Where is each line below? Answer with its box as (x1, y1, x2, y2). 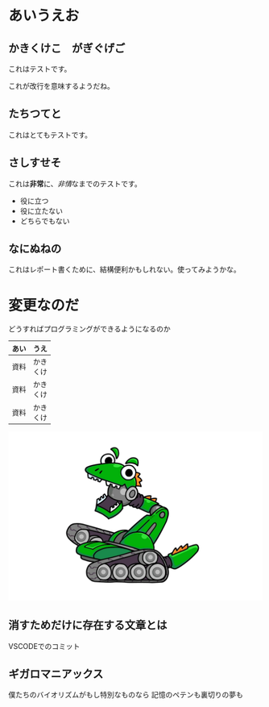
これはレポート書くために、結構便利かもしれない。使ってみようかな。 (8, 264, 241, 274)
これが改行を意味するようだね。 (8, 81, 114, 90)
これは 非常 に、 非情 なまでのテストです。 (8, 178, 143, 189)
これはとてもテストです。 (8, 130, 93, 139)
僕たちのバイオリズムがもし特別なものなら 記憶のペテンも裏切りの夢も (8, 690, 243, 700)
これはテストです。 (8, 64, 72, 73)
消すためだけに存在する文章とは (8, 618, 168, 632)
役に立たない (19, 206, 63, 215)
